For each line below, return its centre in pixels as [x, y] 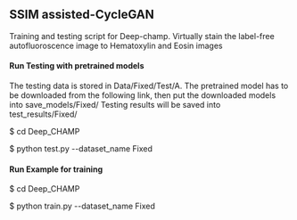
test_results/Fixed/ [43, 114]
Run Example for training [56, 169]
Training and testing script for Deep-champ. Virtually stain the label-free [142, 36]
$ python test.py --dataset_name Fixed [81, 149]
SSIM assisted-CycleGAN [82, 15]
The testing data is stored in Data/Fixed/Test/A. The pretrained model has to [149, 86]
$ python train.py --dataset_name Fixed [82, 206]
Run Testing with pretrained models [77, 66]
